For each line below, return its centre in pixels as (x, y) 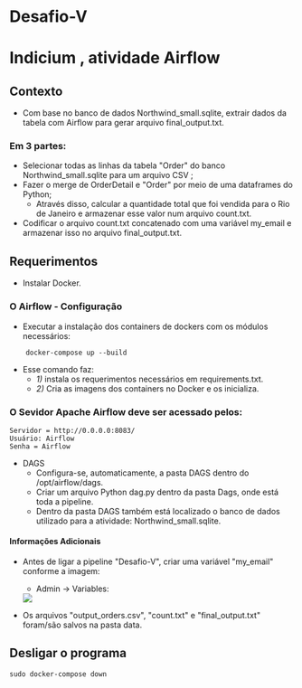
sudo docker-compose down (58, 674)
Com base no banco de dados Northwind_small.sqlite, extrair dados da (155, 113)
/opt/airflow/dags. (70, 482)
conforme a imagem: (61, 571)
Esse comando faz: (58, 369)
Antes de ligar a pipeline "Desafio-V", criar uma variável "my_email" (148, 561)
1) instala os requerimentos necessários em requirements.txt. (150, 379)
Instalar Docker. (52, 283)
